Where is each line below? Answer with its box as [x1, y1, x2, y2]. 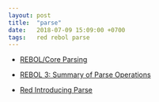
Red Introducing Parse [19, 86, 93, 95]
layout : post [8, 11, 51, 20]
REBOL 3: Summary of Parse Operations [19, 70, 152, 79]
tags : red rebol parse [8, 33, 90, 42]
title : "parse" [8, 19, 62, 27]
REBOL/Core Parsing [19, 55, 88, 64]
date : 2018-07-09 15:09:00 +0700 [8, 26, 126, 34]
